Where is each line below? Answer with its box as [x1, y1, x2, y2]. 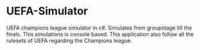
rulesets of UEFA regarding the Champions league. [6, 37, 132, 44]
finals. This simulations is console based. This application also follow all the [6, 30, 194, 37]
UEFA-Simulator [6, 4, 88, 18]
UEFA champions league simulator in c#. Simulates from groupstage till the [6, 24, 192, 31]
